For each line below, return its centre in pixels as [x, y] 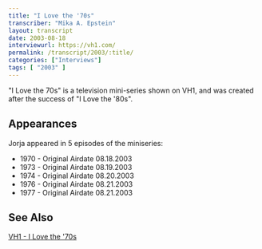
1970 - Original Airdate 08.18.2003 [76, 158]
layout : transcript [41, 30]
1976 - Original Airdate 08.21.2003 [76, 184]
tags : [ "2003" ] [37, 68]
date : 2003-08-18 [37, 38]
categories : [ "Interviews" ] [55, 61]
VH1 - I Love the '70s [43, 237]
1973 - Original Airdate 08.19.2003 [76, 167]
